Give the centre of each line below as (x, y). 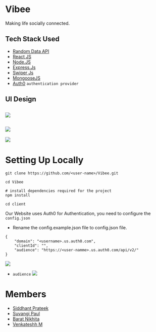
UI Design (21, 99)
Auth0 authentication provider (46, 83)
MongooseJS (27, 78)
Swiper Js (23, 73)
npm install (18, 195)
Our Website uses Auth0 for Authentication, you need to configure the (78, 214)
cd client (16, 204)
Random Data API (31, 51)
